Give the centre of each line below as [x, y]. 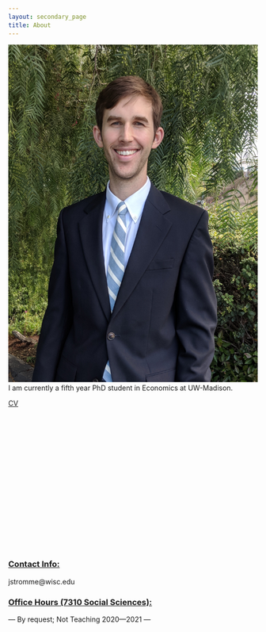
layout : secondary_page [47, 17]
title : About [30, 25]
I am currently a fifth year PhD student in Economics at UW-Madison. [121, 388]
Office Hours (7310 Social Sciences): [80, 602]
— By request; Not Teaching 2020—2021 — [80, 619]
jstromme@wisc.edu [42, 581]
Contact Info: [34, 565]
